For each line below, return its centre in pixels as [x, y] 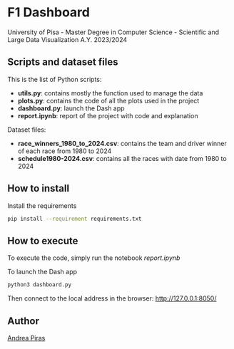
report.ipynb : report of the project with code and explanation [108, 115]
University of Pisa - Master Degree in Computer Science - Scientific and [113, 32]
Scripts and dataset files [63, 62]
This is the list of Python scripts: [55, 79]
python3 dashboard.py [40, 285]
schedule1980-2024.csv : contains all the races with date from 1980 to [122, 158]
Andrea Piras [26, 338]
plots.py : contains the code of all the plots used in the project [108, 100]
